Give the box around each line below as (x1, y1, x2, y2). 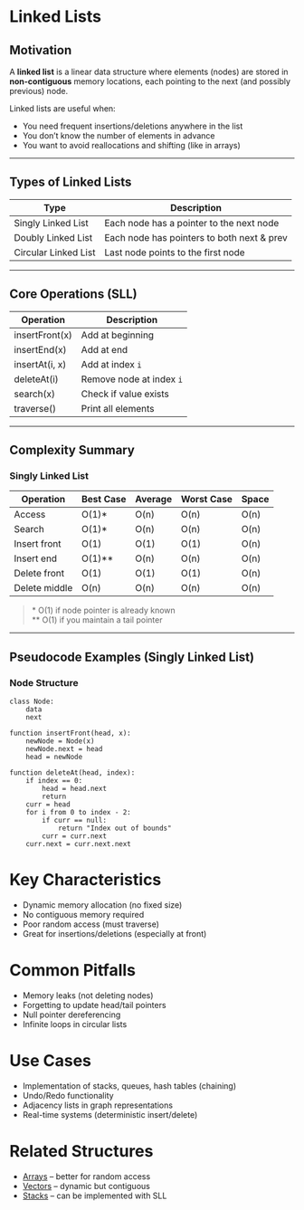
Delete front (14, 567, 65, 580)
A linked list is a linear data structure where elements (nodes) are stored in (9, 66, 289, 77)
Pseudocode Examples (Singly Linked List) (9, 649, 255, 664)
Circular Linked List (14, 246, 96, 259)
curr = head (25, 800, 71, 809)
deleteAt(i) (14, 373, 59, 386)
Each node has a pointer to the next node (103, 216, 280, 229)
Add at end (81, 343, 128, 356)
